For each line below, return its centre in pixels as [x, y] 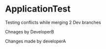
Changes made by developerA [35, 41]
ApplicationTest [38, 9]
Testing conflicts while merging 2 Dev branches [53, 22]
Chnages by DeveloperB [30, 32]
